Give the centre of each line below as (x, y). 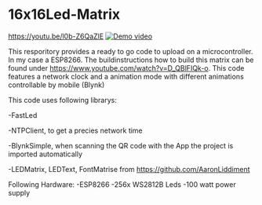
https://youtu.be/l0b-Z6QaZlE (56, 36)
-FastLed (23, 115)
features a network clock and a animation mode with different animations (126, 76)
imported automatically (45, 154)
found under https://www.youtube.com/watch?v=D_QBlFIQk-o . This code (126, 68)
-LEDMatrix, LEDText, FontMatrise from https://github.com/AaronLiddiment (129, 169)
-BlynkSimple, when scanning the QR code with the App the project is (121, 145)
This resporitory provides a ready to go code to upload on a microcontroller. (131, 51)
